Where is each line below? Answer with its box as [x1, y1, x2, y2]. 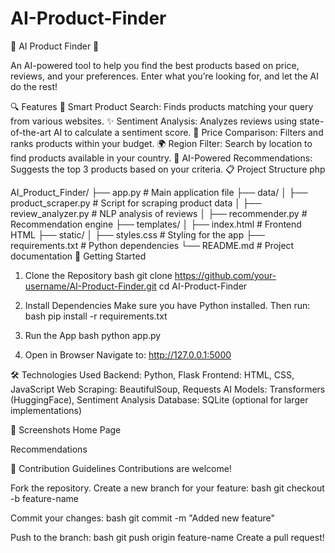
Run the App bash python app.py [24, 329, 162, 341]
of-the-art [10, 126, 52, 138]
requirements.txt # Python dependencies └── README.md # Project [10, 239, 295, 251]
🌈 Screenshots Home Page [10, 423, 122, 436]
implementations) [10, 404, 83, 416]
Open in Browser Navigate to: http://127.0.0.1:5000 [24, 348, 232, 361]
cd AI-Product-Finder [158, 280, 248, 292]
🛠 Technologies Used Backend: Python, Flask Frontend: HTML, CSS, [10, 368, 295, 381]
